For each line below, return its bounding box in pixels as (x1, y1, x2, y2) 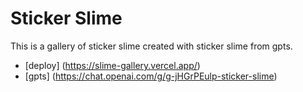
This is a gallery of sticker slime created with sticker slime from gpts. (10, 40, 293, 52)
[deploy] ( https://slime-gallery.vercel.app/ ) (24, 59, 201, 71)
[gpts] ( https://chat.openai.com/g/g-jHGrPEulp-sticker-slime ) (24, 70, 278, 82)
